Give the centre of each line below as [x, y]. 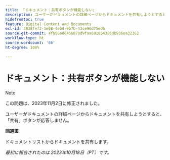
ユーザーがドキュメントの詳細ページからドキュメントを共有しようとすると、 [85, 114]
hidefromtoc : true [25, 19]
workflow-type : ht [25, 38]
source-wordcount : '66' [30, 43]
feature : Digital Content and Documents [49, 24]
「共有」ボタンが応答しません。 [38, 120]
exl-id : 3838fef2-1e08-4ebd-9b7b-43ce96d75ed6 [55, 29]
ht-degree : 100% [22, 47]
